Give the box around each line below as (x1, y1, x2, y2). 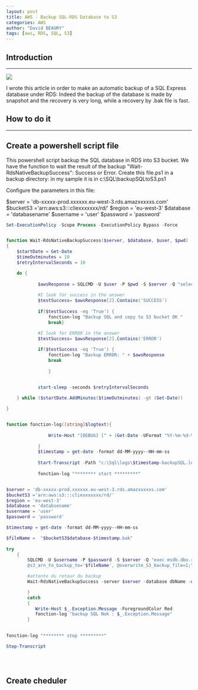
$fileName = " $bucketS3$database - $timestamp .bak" (6, 535, 133, 541)
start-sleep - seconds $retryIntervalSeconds (37, 384, 149, 390)
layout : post (6, 8, 38, 15)
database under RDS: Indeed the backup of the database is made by (6, 91, 173, 98)
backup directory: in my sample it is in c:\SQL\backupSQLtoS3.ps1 (6, 175, 166, 183)
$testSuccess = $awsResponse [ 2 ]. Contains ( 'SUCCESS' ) (37, 298, 167, 304)
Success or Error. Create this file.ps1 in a (75, 169, 174, 176)
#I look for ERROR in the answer (37, 330, 120, 336)
